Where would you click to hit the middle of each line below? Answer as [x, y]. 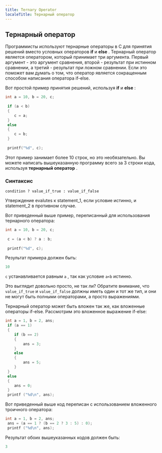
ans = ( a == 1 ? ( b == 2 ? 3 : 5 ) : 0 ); [50, 424]
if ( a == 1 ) [20, 326]
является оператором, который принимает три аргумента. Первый [77, 57]
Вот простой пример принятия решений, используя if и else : [71, 88]
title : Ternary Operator [31, 10]
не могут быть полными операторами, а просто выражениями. [73, 297]
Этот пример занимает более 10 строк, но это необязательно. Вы [75, 157]
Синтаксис [19, 181]
